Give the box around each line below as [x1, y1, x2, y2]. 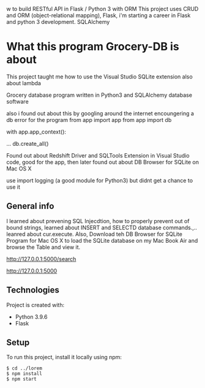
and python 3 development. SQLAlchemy [6, 18, 110, 25]
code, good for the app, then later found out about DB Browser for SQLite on [6, 158, 199, 165]
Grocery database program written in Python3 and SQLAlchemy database [6, 91, 193, 99]
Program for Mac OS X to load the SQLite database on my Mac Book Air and [6, 237, 198, 244]
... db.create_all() [6, 140, 49, 147]
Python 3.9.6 [15, 313, 48, 321]
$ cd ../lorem [6, 365, 43, 371]
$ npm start [6, 376, 37, 382]
